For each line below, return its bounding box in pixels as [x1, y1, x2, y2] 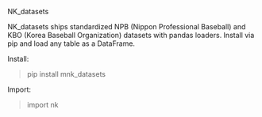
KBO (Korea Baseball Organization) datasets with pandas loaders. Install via [7, 31, 255, 40]
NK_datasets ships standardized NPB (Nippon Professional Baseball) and [7, 22, 246, 31]
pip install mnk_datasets [26, 70, 106, 78]
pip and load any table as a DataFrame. [7, 39, 136, 48]
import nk [26, 100, 59, 109]
